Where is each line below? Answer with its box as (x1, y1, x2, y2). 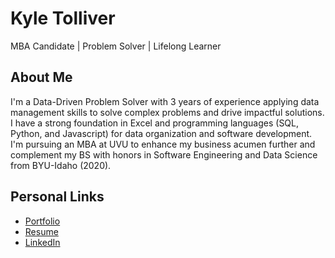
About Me (10, 69, 73, 86)
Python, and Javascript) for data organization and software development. (10, 127, 313, 139)
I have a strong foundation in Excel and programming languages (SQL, (10, 117, 300, 129)
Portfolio (24, 215, 61, 227)
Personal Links (10, 188, 105, 206)
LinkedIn (24, 236, 61, 248)
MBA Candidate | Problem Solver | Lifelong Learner (10, 40, 222, 52)
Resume (24, 225, 59, 237)
